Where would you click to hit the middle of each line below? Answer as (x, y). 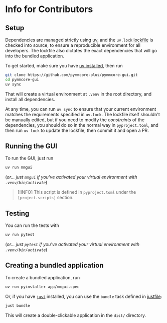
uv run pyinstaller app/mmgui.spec (42, 287)
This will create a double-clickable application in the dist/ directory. (76, 315)
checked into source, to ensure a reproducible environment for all (73, 45)
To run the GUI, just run (29, 158)
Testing (17, 213)
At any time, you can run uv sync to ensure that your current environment (81, 109)
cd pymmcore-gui (22, 79)
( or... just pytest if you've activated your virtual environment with (72, 244)
